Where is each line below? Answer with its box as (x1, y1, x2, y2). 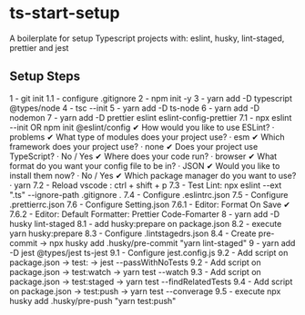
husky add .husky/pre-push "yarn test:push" (9, 295, 177, 306)
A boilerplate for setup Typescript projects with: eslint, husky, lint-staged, (9, 33, 285, 44)
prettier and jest (9, 42, 69, 53)
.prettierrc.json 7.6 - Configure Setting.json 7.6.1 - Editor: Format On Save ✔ (9, 199, 291, 210)
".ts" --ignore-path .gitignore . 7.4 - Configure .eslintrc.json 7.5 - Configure (9, 189, 289, 200)
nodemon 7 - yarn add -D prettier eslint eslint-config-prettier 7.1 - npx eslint (9, 112, 292, 123)
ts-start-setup (9, 3, 120, 24)
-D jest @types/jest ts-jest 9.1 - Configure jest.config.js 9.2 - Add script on (9, 247, 289, 258)
